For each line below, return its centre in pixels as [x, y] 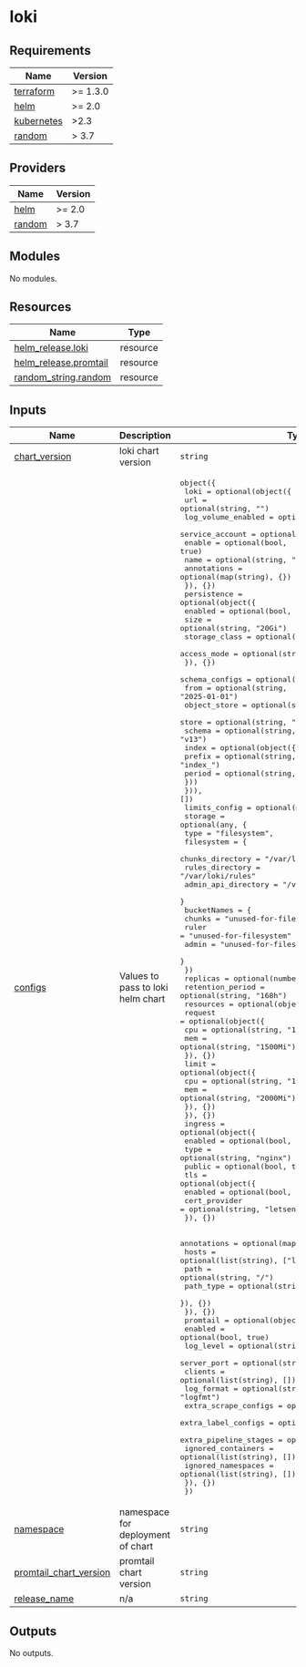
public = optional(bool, [236, 1167]
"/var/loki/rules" [218, 876]
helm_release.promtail [61, 363]
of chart [136, 1547]
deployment [145, 1535]
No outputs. [31, 1653]
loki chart [139, 451]
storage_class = [218, 637]
